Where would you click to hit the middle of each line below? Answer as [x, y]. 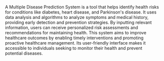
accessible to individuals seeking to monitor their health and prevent [74, 48]
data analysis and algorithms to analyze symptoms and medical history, [77, 17]
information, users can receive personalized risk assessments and [72, 28]
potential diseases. [24, 53]
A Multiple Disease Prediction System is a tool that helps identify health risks [82, 7]
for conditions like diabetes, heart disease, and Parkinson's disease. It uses [81, 12]
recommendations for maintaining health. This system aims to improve [76, 33]
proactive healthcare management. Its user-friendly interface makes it [75, 43]
